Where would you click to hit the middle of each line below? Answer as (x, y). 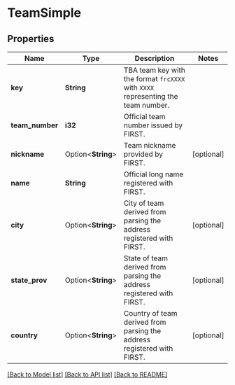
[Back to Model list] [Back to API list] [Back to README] (87, 374)
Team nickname (150, 145)
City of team (144, 203)
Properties (31, 39)
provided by (143, 154)
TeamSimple (44, 13)
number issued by (153, 125)
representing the (151, 96)
